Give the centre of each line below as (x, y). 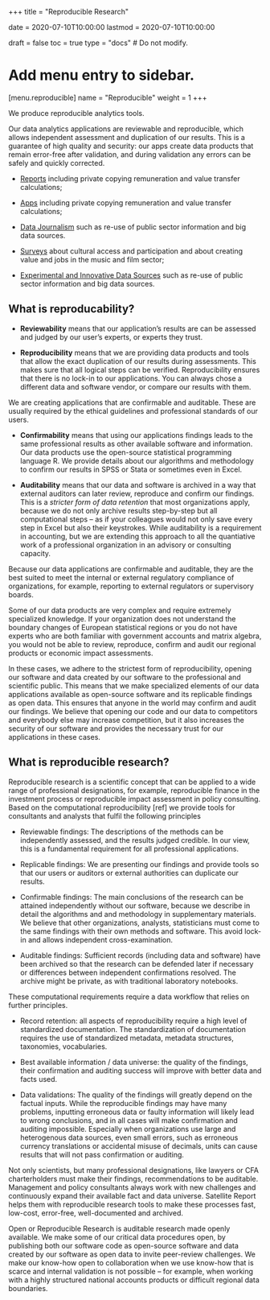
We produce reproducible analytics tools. (76, 113)
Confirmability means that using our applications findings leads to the (136, 435)
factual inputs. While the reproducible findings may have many (123, 1103)
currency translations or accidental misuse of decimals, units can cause (139, 1145)
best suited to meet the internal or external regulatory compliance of (121, 577)
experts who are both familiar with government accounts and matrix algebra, (135, 636)
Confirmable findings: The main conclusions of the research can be (131, 897)
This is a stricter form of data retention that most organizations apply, (135, 501)
